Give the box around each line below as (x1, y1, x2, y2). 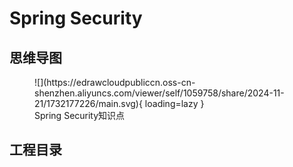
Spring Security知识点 (34, 110, 126, 121)
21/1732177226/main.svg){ (34, 98, 143, 109)
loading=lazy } (144, 98, 205, 109)
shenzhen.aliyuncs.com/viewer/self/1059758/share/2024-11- (34, 87, 285, 99)
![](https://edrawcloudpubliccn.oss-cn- (34, 77, 196, 88)
